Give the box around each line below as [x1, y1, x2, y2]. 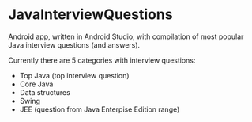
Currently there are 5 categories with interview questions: [8, 55, 196, 65]
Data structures [19, 87, 71, 97]
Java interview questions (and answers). [8, 40, 141, 49]
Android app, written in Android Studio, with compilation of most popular [8, 32, 244, 41]
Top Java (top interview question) [19, 71, 130, 80]
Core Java [19, 79, 54, 89]
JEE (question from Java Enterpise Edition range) [19, 105, 180, 114]
